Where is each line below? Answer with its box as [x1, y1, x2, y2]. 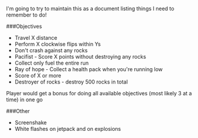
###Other [6, 108, 30, 114]
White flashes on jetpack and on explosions [14, 126, 121, 132]
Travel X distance [14, 34, 57, 41]
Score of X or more [14, 72, 61, 79]
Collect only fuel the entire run [14, 59, 89, 66]
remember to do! [6, 11, 47, 18]
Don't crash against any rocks [14, 47, 88, 54]
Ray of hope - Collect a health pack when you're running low [14, 66, 163, 73]
